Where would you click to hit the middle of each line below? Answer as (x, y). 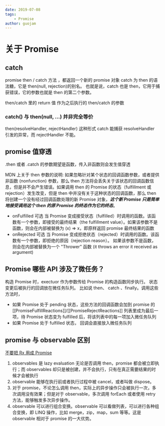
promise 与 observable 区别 (48, 340)
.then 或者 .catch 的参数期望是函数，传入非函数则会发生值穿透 (68, 164)
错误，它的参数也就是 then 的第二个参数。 (52, 92)
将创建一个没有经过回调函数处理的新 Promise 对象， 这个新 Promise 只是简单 (82, 199)
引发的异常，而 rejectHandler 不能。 (42, 135)
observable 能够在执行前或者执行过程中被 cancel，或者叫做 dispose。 (83, 381)
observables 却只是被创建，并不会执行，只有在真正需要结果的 (89, 369)
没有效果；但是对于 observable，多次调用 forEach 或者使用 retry (90, 394)
